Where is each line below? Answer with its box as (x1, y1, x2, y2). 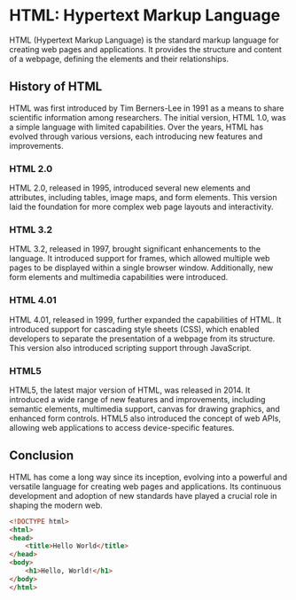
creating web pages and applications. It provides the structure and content (9, 43, 282, 54)
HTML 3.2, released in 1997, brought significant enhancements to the (9, 244, 261, 254)
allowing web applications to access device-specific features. (9, 422, 235, 432)
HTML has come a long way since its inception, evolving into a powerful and (9, 471, 288, 482)
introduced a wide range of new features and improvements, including (9, 394, 266, 404)
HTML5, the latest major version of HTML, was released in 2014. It (9, 385, 251, 395)
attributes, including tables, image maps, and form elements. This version (9, 192, 277, 203)
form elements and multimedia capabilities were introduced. (9, 272, 229, 283)
